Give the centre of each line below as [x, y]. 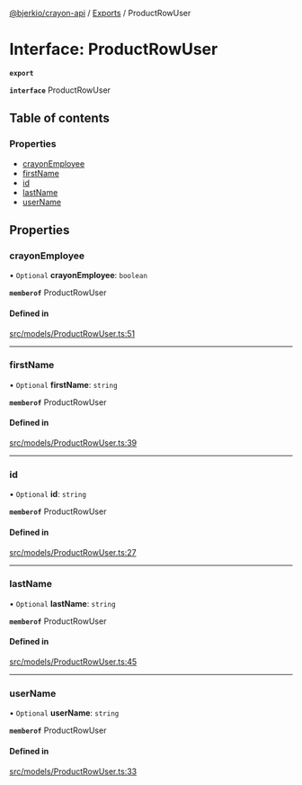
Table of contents [59, 118]
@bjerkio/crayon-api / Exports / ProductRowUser [100, 13]
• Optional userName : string [64, 713]
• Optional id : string [48, 494]
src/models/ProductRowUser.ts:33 [73, 771]
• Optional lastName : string [62, 603]
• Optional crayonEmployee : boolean [79, 275]
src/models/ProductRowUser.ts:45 [73, 662]
